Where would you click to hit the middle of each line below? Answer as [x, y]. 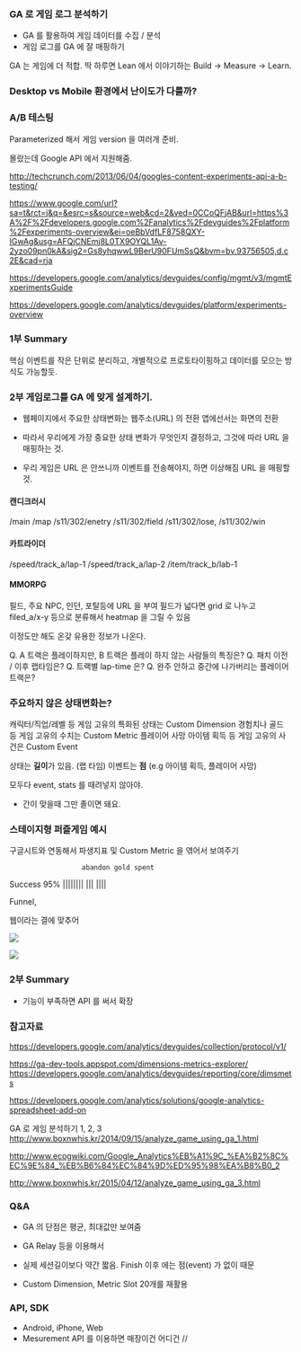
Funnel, [23, 902]
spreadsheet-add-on [48, 1109]
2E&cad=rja [31, 260]
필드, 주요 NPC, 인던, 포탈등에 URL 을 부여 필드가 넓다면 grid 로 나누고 [133, 605]
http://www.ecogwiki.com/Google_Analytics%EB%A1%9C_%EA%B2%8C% [149, 1155]
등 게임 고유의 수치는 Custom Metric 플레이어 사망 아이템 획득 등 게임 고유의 [143, 736]
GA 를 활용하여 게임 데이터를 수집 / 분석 [92, 35]
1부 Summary [38, 339]
